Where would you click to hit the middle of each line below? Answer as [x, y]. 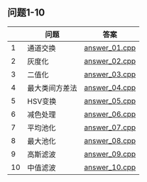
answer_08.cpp [110, 140]
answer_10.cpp [110, 167]
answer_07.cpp [110, 127]
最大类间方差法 [52, 88]
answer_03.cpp [110, 74]
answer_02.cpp [110, 61]
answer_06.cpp [110, 114]
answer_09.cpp [110, 154]
